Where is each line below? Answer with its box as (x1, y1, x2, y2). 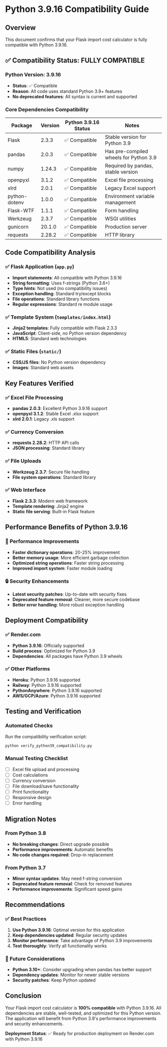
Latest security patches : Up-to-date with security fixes (12, 591, 127, 597)
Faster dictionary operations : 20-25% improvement (12, 549, 120, 555)
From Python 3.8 (5, 830, 46, 837)
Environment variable (105, 193, 155, 200)
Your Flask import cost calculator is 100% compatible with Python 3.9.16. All (5, 1005, 162, 1011)
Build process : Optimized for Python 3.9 (12, 647, 95, 654)
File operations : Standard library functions (12, 296, 100, 302)
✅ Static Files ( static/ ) (5, 348, 62, 355)
